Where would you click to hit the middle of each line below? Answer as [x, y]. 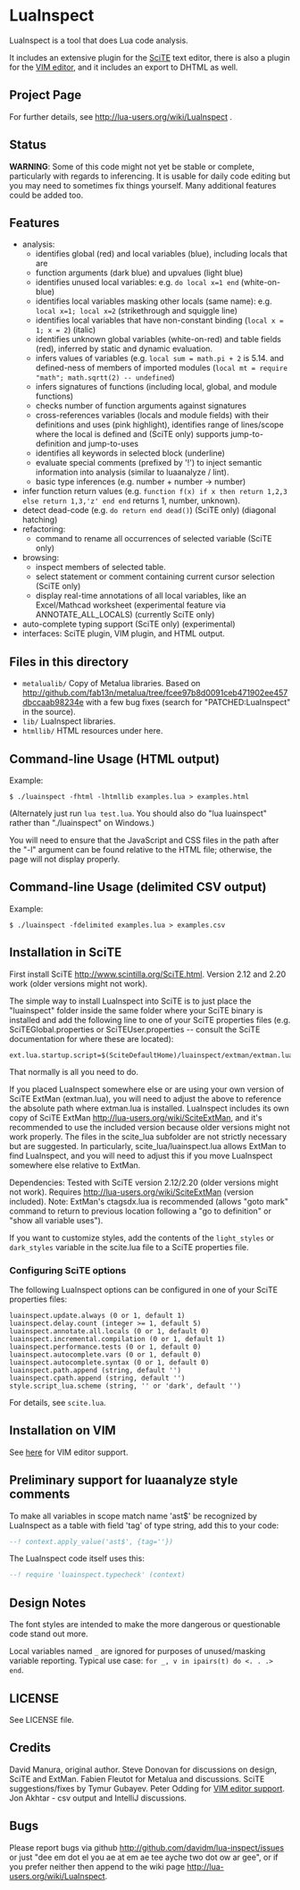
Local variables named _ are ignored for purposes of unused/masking [137, 1651]
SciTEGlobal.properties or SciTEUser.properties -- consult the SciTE [135, 1029]
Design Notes [48, 1603]
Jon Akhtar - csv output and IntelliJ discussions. [98, 1798]
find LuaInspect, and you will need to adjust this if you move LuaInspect [141, 1155]
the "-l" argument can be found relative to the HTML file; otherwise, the [141, 849]
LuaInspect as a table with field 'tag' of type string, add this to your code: [144, 1525]
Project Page [46, 95]
